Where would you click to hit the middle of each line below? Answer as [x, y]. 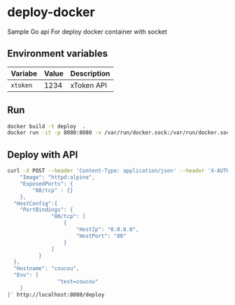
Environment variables [58, 54]
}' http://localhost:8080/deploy [56, 294]
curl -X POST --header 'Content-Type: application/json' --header [106, 171]
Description [90, 73]
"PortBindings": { [47, 210]
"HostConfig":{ [36, 203]
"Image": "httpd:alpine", [58, 177]
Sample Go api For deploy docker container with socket [87, 32]
